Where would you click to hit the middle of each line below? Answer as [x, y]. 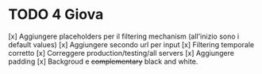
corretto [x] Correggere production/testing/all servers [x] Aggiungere [121, 53]
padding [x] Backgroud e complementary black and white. [103, 61]
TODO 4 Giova [56, 15]
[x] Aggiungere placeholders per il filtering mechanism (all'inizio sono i [124, 36]
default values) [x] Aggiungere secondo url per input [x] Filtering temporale [131, 44]
